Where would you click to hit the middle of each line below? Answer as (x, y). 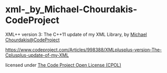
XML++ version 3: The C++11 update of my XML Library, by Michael (76, 34)
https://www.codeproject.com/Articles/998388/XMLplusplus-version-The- (83, 50)
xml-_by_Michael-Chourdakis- (71, 9)
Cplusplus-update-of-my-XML (37, 55)
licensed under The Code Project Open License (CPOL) (63, 65)
